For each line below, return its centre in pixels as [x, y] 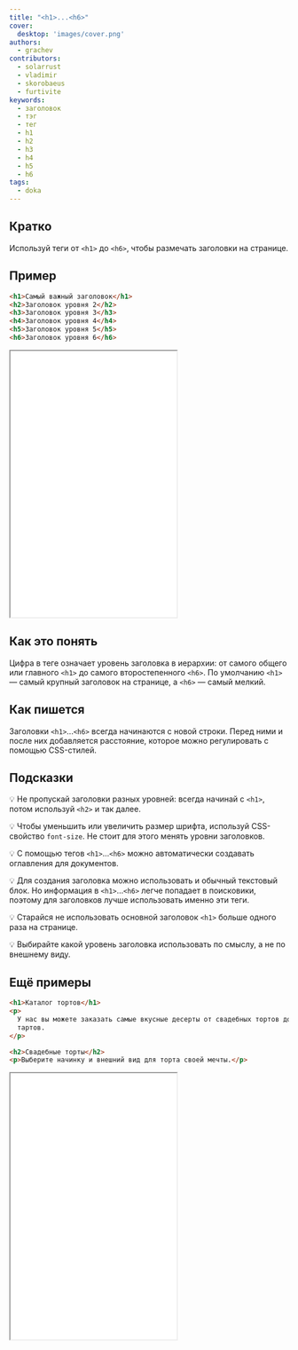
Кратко [31, 227]
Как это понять [54, 641]
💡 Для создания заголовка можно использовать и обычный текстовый [143, 880]
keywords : [27, 100]
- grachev [35, 51]
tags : [19, 183]
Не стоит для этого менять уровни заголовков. [176, 836]
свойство [27, 836]
